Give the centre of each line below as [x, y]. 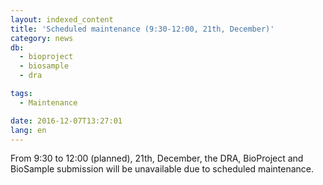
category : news [42, 38]
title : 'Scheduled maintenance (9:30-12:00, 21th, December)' [142, 29]
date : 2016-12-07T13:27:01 [66, 121]
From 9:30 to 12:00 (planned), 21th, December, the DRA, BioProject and [157, 158]
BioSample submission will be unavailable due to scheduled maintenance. [162, 169]
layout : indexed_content [62, 19]
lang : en [28, 130]
